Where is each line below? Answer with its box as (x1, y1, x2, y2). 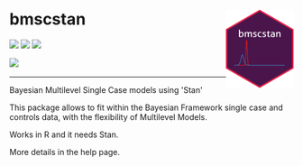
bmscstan (9, 9, 87, 30)
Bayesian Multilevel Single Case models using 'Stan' (9, 84, 203, 95)
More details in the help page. (9, 146, 120, 157)
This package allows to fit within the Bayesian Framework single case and (9, 102, 284, 113)
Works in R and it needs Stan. (9, 129, 119, 140)
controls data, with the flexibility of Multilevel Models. (9, 111, 207, 122)
